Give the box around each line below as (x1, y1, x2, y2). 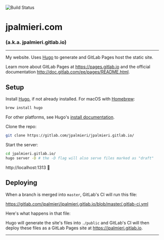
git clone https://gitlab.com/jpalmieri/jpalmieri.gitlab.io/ (5, 133, 134, 138)
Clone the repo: (5, 124, 37, 130)
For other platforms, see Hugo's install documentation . (5, 114, 115, 120)
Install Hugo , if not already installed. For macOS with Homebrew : (5, 96, 135, 102)
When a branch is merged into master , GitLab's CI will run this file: (5, 191, 138, 197)
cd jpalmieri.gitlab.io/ (5, 151, 56, 156)
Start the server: (5, 142, 38, 148)
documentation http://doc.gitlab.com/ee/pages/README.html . (5, 69, 130, 75)
